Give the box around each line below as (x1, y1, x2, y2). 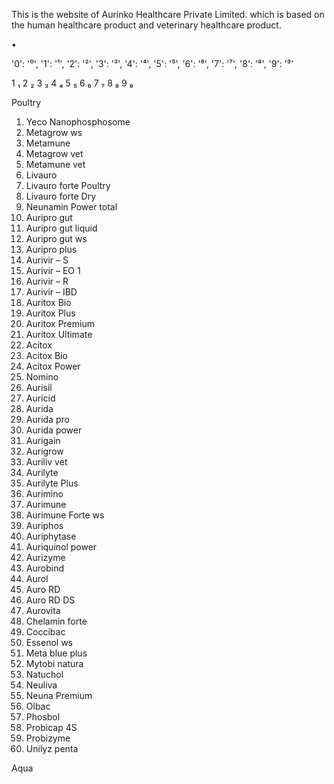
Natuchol (25, 669, 64, 680)
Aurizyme (25, 552, 66, 563)
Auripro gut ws (25, 233, 88, 244)
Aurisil (25, 382, 53, 393)
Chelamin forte (25, 615, 88, 627)
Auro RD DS (25, 594, 76, 606)
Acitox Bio (25, 350, 68, 361)
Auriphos (25, 520, 64, 531)
